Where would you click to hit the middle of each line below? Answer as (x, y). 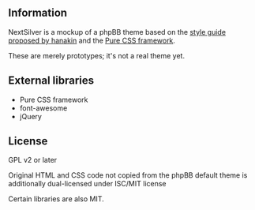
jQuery (30, 116)
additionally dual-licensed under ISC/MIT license (88, 184)
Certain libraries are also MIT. (56, 199)
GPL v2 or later (33, 160)
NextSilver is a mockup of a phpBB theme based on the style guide (117, 32)
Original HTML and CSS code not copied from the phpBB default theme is (128, 175)
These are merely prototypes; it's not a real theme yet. (97, 55)
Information (38, 13)
